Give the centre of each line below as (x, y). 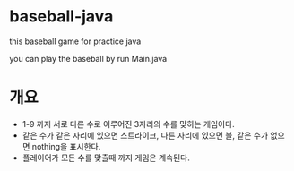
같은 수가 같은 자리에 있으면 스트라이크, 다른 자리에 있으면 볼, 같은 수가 (145, 135)
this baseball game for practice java (75, 41)
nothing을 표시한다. (66, 146)
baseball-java (61, 17)
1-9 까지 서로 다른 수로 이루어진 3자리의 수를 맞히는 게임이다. (128, 124)
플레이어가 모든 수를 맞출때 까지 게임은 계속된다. (106, 158)
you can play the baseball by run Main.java (88, 58)
